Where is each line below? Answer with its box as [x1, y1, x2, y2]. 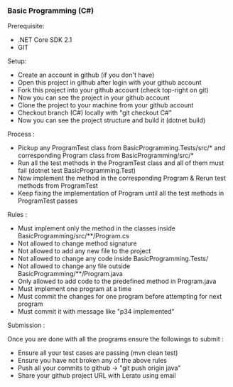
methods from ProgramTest [17, 181, 98, 190]
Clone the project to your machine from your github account [17, 101, 194, 110]
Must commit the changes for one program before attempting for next [17, 292, 222, 301]
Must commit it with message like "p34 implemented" [17, 307, 175, 316]
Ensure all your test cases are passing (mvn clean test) [17, 349, 178, 357]
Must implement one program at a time [17, 285, 131, 293]
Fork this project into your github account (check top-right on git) [17, 86, 209, 95]
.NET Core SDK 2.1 [17, 36, 72, 44]
